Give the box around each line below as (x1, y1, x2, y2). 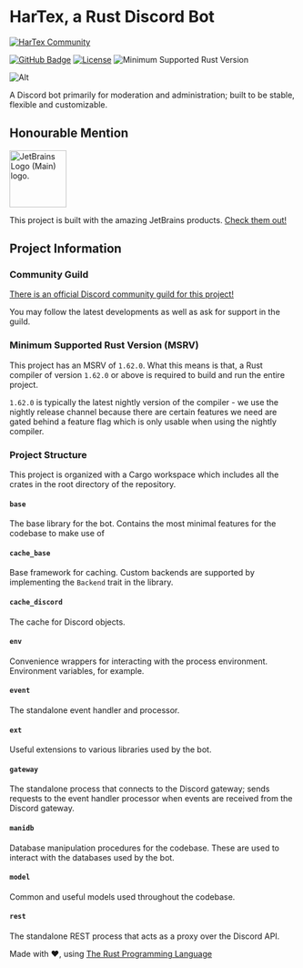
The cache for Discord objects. (9, 616, 126, 627)
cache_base (9, 548, 51, 557)
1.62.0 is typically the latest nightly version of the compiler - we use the (9, 396, 279, 407)
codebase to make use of (9, 528, 105, 539)
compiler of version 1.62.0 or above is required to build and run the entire (9, 369, 285, 380)
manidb (9, 824, 35, 833)
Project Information (9, 241, 122, 257)
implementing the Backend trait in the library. (9, 576, 174, 588)
